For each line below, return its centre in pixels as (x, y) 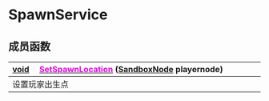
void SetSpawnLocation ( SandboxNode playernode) (118, 69)
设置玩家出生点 (41, 84)
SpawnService (58, 15)
